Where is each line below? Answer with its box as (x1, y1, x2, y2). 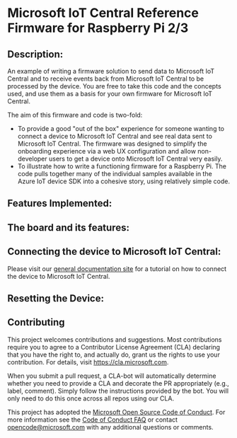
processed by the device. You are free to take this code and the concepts (7, 82, 221, 90)
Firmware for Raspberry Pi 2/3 (7, 20, 189, 36)
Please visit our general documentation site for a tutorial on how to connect (7, 264, 227, 273)
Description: (7, 48, 64, 60)
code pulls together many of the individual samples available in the (17, 170, 212, 178)
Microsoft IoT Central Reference (7, 5, 200, 21)
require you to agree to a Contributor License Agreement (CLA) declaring (7, 342, 221, 351)
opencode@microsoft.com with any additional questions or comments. (7, 422, 214, 431)
